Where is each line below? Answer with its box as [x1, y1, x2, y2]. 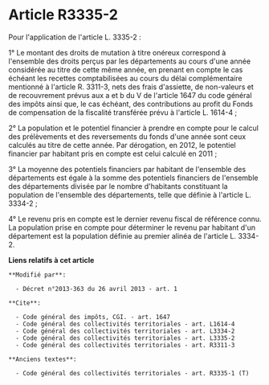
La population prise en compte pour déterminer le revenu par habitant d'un [8, 223, 256, 232]
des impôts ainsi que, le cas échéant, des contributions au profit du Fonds [8, 99, 254, 109]
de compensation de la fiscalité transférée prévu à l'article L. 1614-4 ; [8, 107, 238, 117]
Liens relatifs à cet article [8, 255, 95, 264]
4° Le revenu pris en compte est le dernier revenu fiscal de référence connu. [8, 214, 263, 223]
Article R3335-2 [8, 6, 119, 24]
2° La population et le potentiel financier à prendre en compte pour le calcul [8, 123, 259, 133]
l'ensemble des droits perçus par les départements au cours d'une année [8, 56, 251, 66]
